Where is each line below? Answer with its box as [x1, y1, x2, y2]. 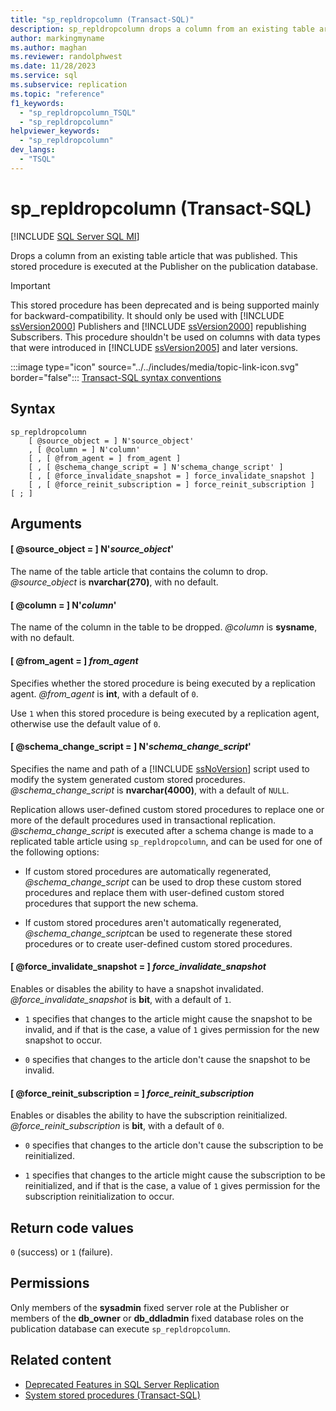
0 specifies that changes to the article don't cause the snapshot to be [24, 1053, 311, 1065]
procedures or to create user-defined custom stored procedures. [24, 937, 293, 950]
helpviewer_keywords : [10, 126, 101, 136]
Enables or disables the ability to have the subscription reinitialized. [10, 1109, 288, 1121]
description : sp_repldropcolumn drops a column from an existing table [10, 24, 315, 34]
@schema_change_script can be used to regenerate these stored [24, 927, 293, 939]
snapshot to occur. [24, 1034, 103, 1046]
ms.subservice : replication [10, 80, 128, 90]
